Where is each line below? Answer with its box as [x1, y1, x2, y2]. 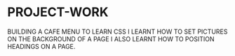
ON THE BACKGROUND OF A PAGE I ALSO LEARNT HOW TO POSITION [7, 34, 215, 43]
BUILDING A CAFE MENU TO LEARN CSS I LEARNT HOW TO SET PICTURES [7, 27, 228, 36]
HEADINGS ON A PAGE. [7, 42, 76, 50]
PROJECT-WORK [7, 4, 109, 20]
